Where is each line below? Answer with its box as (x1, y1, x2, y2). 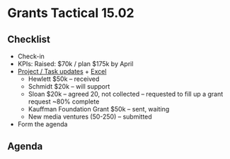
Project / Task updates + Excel (17, 67, 107, 75)
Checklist (7, 33, 51, 45)
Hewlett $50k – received (28, 75, 100, 83)
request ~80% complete (28, 97, 100, 106)
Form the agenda (17, 120, 68, 128)
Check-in (17, 52, 45, 60)
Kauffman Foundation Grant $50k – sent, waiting (28, 105, 170, 113)
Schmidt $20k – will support (28, 82, 110, 90)
